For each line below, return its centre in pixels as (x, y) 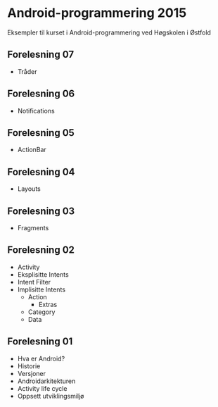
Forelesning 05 (41, 133)
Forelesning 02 (41, 250)
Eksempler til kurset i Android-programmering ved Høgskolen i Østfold (109, 32)
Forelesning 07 (41, 55)
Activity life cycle (42, 388)
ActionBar (32, 150)
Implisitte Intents (41, 289)
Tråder (27, 71)
